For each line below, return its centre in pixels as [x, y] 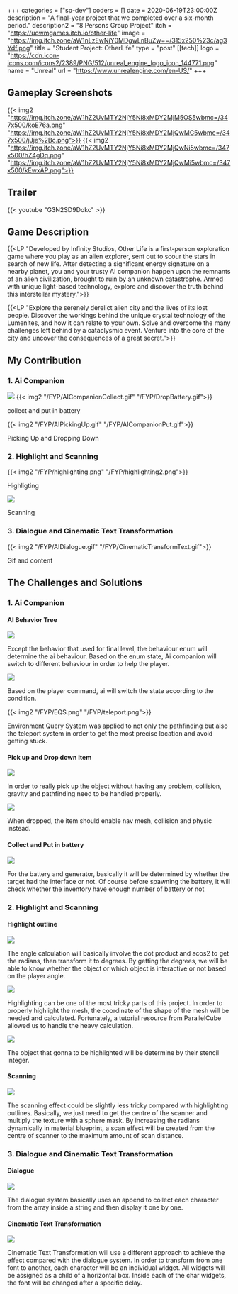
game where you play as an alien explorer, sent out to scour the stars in [112, 256]
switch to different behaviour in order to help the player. [89, 664]
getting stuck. [28, 741]
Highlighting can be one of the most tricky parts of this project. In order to [115, 1002]
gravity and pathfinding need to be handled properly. [84, 794]
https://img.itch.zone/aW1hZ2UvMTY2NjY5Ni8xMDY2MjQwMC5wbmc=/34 [120, 132]
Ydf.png [19, 48]
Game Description [48, 232]
